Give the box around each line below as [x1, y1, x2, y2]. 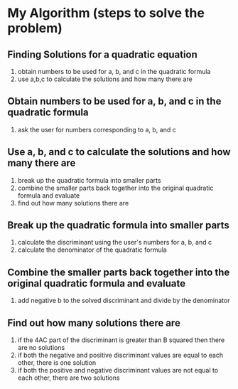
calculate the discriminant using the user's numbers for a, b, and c [17, 238, 212, 247]
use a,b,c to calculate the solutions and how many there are [17, 75, 193, 83]
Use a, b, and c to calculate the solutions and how [7, 146, 231, 158]
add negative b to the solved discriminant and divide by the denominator [17, 297, 230, 305]
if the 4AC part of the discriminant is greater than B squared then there [17, 336, 225, 344]
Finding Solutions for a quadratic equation [7, 48, 198, 60]
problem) [7, 20, 63, 36]
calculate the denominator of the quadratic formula [17, 245, 167, 254]
